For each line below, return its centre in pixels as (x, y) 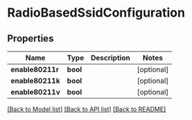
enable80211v (36, 92)
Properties (30, 38)
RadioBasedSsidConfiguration (96, 13)
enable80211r (35, 69)
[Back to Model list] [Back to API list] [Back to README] (87, 109)
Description (110, 58)
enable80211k (35, 81)
